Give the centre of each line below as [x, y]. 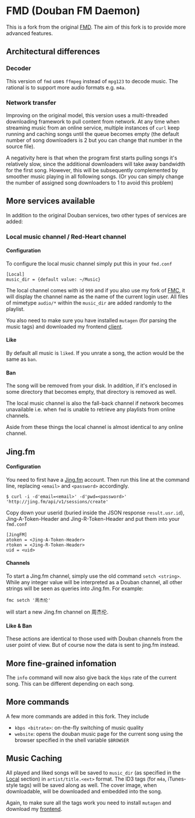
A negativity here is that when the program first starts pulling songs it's [92, 158]
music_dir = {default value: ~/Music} [53, 280]
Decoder [18, 69]
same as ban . [22, 359]
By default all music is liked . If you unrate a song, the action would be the [95, 353]
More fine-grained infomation [61, 663]
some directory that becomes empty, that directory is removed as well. [91, 392]
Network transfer [31, 103]
